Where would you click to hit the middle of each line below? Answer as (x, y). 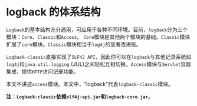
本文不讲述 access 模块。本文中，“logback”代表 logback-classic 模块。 (90, 84)
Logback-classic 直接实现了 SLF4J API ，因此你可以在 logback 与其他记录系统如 (99, 57)
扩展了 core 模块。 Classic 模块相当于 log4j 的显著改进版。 (74, 44)
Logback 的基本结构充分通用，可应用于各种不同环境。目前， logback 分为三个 (97, 29)
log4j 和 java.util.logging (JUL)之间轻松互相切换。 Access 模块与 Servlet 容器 (99, 64)
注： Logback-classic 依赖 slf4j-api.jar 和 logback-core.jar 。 (80, 96)
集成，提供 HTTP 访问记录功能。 (42, 71)
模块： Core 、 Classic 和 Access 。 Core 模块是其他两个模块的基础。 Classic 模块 (98, 37)
